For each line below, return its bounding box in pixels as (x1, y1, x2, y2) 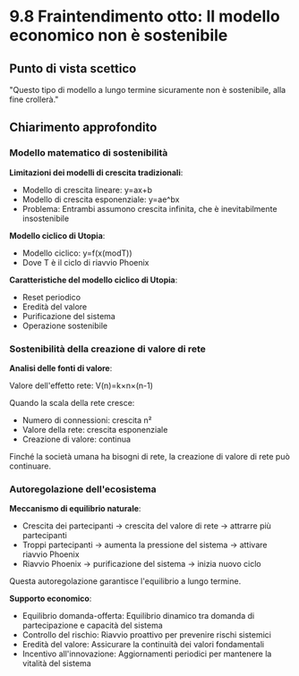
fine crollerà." (9, 94, 59, 105)
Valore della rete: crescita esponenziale (21, 424, 168, 435)
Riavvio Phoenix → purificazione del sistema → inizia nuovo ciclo (21, 559, 261, 570)
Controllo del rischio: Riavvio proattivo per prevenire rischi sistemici (21, 630, 271, 640)
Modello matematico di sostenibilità (9, 147, 168, 159)
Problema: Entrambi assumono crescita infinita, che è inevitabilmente (21, 203, 278, 214)
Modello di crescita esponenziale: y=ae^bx (21, 194, 180, 205)
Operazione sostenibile (21, 320, 108, 331)
